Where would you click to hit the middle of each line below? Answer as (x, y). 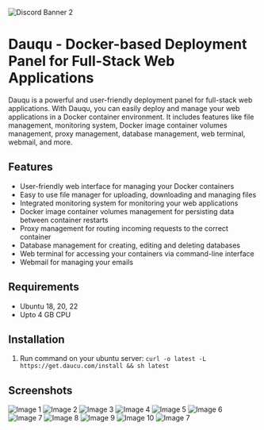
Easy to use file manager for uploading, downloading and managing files (138, 194)
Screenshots (40, 390)
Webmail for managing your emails (76, 262)
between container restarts (64, 220)
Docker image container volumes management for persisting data (127, 211)
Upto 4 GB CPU (45, 314)
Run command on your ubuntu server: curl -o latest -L (113, 359)
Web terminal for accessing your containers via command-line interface (137, 253)
